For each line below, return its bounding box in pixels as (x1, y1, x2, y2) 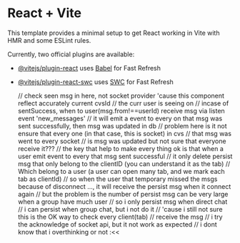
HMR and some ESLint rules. (7, 36, 91, 44)
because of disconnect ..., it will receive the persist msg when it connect (17, 182, 231, 190)
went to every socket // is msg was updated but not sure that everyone (17, 137, 226, 145)
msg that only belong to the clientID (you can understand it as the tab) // (17, 159, 231, 168)
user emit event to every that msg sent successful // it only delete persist (17, 152, 233, 160)
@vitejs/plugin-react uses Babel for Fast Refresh (17, 63, 161, 72)
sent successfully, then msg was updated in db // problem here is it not (17, 121, 227, 130)
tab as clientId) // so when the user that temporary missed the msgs (17, 175, 218, 183)
